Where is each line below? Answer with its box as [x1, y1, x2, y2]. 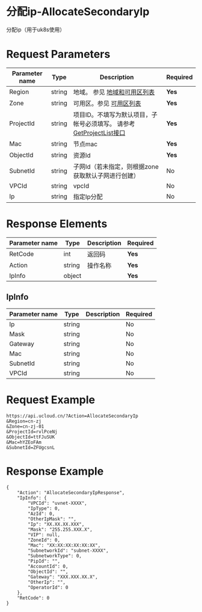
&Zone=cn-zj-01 [6, 423, 44, 430]
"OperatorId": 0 [28, 584, 69, 590]
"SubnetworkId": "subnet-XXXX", [28, 548, 109, 554]
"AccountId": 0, [28, 563, 69, 569]
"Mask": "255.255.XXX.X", [28, 527, 93, 533]
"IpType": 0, [28, 505, 61, 512]
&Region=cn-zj [6, 418, 42, 424]
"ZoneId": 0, [28, 537, 61, 543]
